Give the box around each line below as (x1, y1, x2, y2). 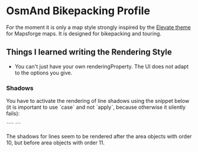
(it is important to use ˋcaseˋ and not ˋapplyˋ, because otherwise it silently (6, 104, 186, 111)
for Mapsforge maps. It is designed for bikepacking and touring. (6, 30, 161, 37)
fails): (6, 110, 20, 117)
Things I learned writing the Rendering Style (6, 47, 173, 57)
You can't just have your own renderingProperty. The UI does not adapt (14, 63, 189, 70)
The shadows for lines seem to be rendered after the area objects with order (6, 133, 192, 140)
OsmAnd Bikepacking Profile (6, 4, 151, 18)
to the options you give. (14, 69, 73, 76)
